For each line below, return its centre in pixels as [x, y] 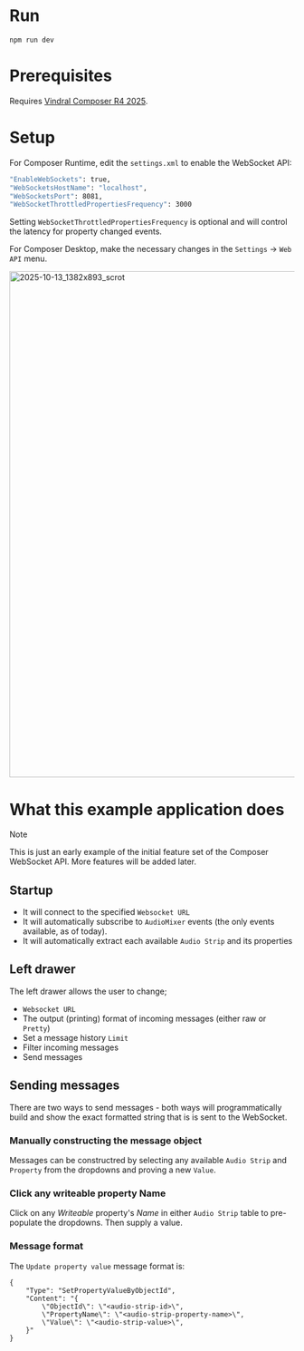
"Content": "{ [52, 1298]
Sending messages [65, 1086]
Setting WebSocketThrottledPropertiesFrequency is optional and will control [148, 222]
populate [26, 1223]
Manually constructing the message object [106, 1141]
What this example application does [147, 809]
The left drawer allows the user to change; [88, 991]
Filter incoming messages [71, 1047]
